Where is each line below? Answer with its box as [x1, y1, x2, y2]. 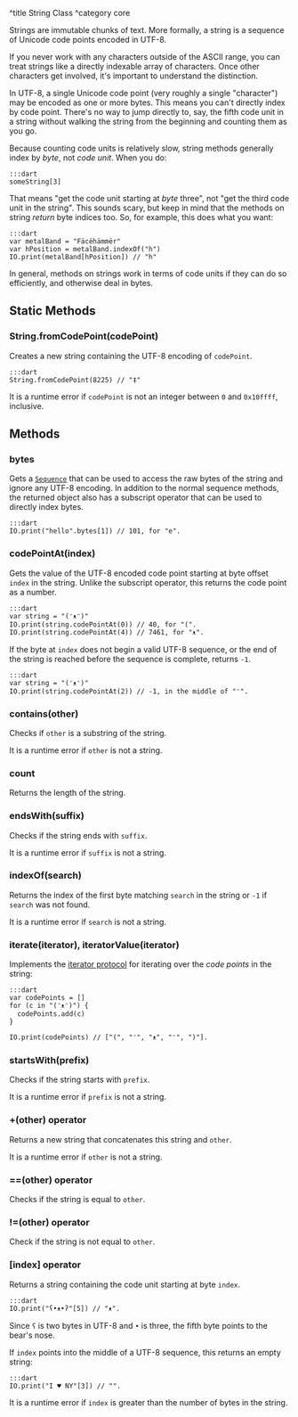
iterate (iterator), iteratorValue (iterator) [9, 938, 180, 951]
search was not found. [9, 899, 91, 910]
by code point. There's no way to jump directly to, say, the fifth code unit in [9, 107, 285, 117]
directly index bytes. [9, 502, 85, 512]
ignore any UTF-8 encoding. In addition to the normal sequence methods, [9, 483, 279, 494]
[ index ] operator [9, 1258, 82, 1271]
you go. [9, 126, 37, 136]
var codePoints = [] [9, 994, 86, 1003]
